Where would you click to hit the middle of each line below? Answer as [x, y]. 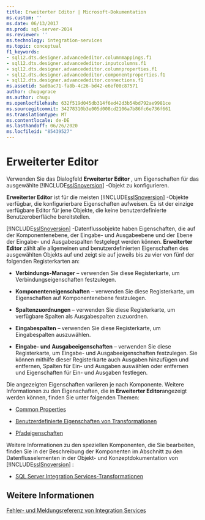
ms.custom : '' [24, 18]
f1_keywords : [23, 52]
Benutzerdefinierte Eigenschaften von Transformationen [86, 421]
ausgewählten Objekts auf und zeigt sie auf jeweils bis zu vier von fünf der [100, 254]
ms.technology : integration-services [54, 40]
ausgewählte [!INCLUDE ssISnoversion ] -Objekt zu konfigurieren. [88, 185]
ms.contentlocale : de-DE [38, 120]
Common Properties [40, 409]
